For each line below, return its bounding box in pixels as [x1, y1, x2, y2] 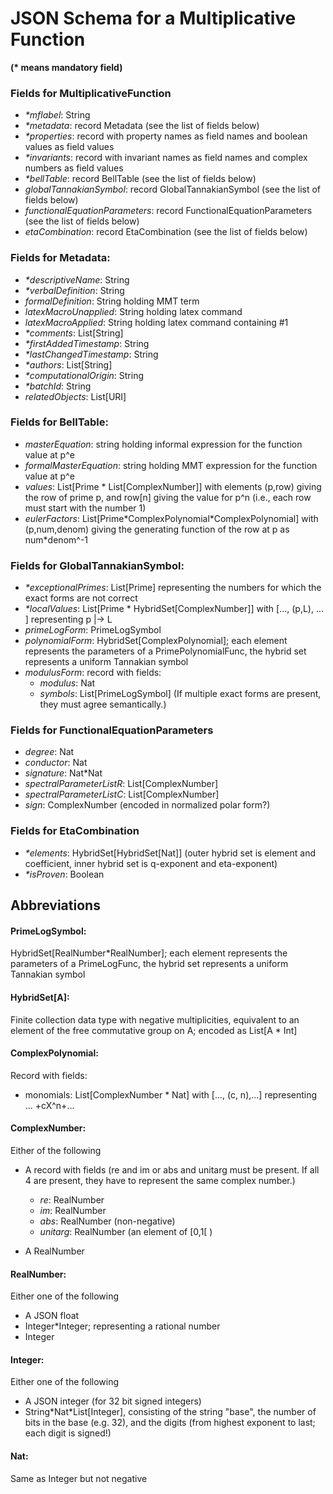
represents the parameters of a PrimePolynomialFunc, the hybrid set [24, 645, 307, 657]
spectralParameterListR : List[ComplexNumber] [24, 778, 219, 790]
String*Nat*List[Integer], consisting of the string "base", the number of [24, 1406, 317, 1418]
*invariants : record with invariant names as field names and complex [24, 152, 308, 164]
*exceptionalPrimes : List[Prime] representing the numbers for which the [24, 582, 322, 594]
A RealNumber [24, 1245, 85, 1257]
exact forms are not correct [24, 592, 138, 604]
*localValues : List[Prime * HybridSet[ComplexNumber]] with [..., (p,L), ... [24, 603, 325, 615]
